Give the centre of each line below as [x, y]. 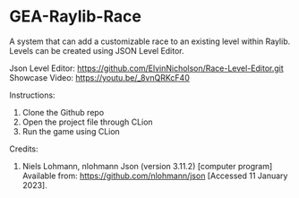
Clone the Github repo [63, 112]
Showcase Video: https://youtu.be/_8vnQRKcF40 [99, 77]
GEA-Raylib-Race [75, 17]
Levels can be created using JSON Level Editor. [97, 50]
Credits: [24, 149]
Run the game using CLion [71, 131]
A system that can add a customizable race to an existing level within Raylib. [150, 41]
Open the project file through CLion [88, 122]
